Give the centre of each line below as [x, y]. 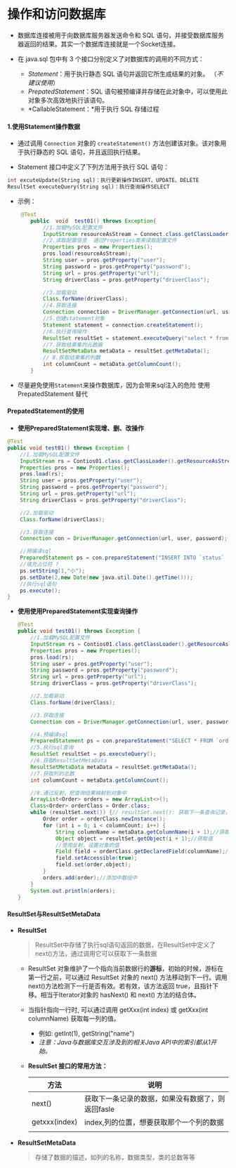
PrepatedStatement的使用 [46, 411]
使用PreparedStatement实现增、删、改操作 [80, 428]
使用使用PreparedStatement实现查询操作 [78, 611]
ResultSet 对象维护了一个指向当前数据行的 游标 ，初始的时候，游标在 [126, 968]
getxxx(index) [54, 1122]
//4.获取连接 [60, 306]
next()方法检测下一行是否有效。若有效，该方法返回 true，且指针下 [123, 986]
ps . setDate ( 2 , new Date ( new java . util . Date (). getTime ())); [106, 577]
